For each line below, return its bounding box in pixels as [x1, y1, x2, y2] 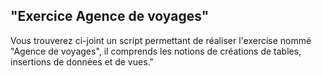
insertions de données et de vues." [10, 55, 154, 68]
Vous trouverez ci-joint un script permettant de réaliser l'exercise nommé [10, 34, 312, 46]
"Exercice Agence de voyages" [10, 8, 210, 25]
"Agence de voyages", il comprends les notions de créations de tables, [10, 45, 302, 57]
